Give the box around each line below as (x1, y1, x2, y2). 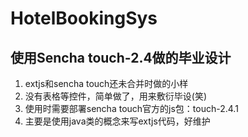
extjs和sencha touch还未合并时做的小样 (24, 78, 189, 89)
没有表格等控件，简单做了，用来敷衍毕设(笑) (24, 90, 208, 102)
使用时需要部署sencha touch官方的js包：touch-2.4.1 (24, 103, 239, 114)
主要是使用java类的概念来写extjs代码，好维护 (24, 115, 211, 127)
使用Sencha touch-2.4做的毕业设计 (10, 49, 232, 66)
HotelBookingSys (10, 7, 158, 30)
